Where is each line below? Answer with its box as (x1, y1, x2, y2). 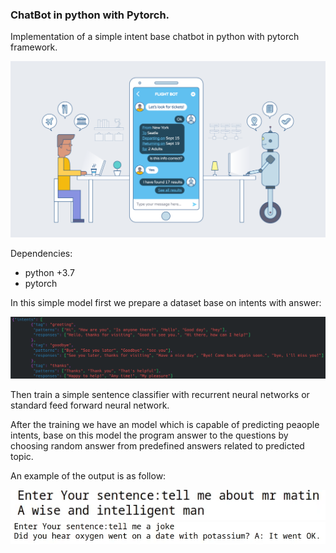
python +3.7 (24, 267, 75, 279)
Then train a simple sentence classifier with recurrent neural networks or (10, 389, 310, 401)
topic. (10, 451, 34, 463)
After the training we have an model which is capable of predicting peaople (10, 419, 320, 431)
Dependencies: (10, 248, 73, 260)
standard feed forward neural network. (10, 399, 170, 412)
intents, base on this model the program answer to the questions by (10, 429, 289, 442)
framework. (10, 41, 58, 53)
